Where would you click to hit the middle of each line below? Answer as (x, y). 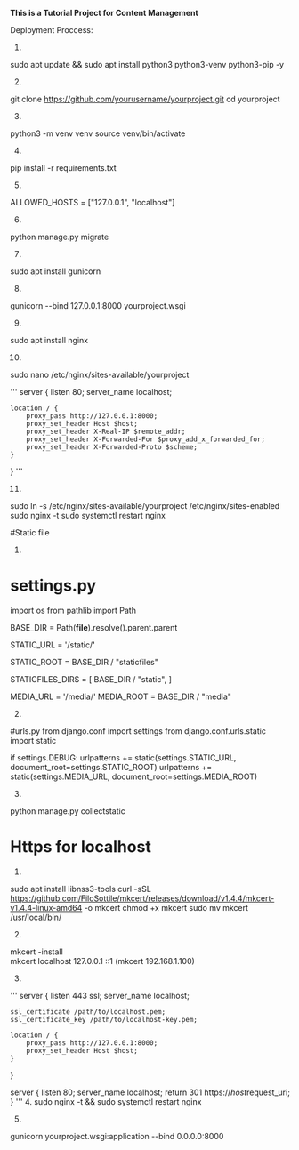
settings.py (53, 586)
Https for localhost (81, 847)
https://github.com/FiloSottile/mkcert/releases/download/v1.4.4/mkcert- (142, 898)
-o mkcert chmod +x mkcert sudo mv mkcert (166, 907)
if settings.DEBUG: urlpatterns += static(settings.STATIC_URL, (123, 757)
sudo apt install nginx (49, 340)
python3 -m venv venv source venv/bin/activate (98, 133)
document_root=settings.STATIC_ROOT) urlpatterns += (111, 767)
